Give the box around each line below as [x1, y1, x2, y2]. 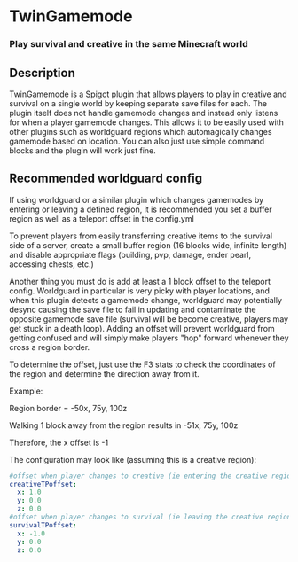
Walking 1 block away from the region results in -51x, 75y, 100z [9, 419, 239, 431]
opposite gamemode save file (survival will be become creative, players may [9, 313, 289, 324]
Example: [9, 386, 43, 396]
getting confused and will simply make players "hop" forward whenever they [9, 332, 290, 343]
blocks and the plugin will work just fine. [9, 144, 157, 156]
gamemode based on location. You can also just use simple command [9, 136, 265, 146]
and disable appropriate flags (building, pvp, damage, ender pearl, [9, 249, 252, 260]
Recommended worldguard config [9, 171, 202, 186]
